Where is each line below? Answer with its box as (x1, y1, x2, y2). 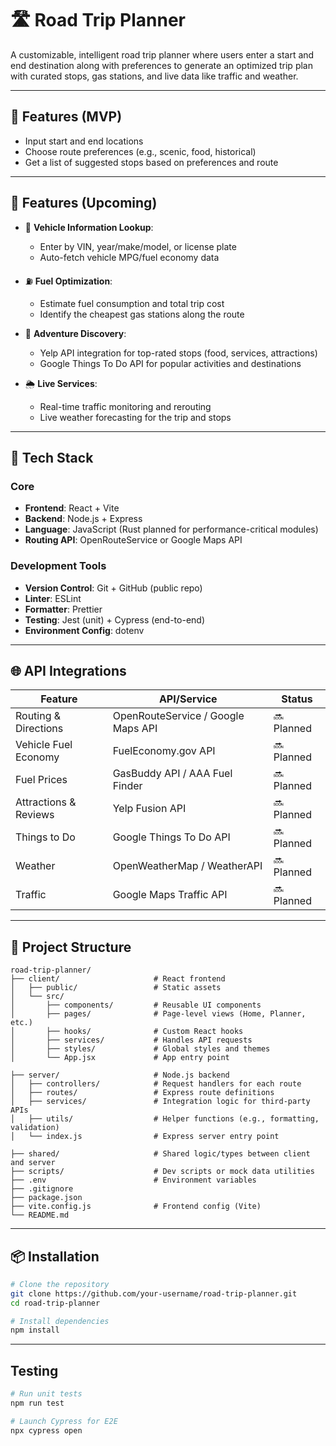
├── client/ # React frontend (10, 974, 226, 984)
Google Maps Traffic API (112, 888, 228, 902)
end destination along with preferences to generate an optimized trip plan (10, 59, 313, 71)
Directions (15, 722, 64, 736)
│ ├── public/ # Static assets (10, 983, 222, 993)
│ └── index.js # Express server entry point (10, 1132, 280, 1142)
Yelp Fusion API (112, 802, 187, 816)
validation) (10, 1123, 60, 1133)
